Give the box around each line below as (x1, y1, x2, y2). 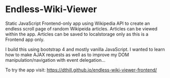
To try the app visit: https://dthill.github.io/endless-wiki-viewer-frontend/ (5, 67, 157, 73)
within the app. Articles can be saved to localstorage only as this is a (5, 31, 149, 37)
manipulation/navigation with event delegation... (5, 57, 106, 63)
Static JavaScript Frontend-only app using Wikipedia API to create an (5, 20, 150, 26)
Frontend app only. (5, 36, 45, 43)
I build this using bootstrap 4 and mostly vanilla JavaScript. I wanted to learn (5, 46, 165, 52)
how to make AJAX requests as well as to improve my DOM (5, 52, 129, 58)
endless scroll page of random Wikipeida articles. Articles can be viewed (5, 25, 158, 31)
